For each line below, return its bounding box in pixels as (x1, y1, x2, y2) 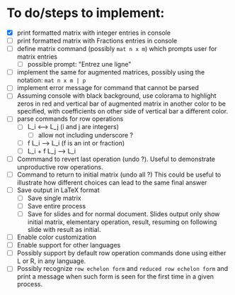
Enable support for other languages (16, 241, 121, 250)
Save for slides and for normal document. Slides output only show (27, 210, 220, 218)
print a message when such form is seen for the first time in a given (16, 272, 214, 281)
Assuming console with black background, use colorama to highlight (16, 91, 217, 100)
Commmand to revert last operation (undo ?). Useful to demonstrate (16, 155, 215, 163)
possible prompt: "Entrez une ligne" (27, 60, 132, 69)
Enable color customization (16, 233, 97, 242)
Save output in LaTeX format (16, 186, 100, 194)
